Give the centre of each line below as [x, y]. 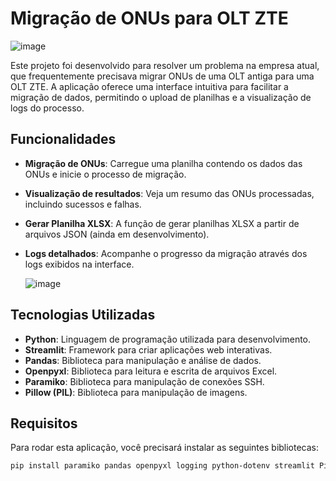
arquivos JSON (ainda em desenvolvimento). [117, 234]
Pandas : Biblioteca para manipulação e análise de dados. [143, 360]
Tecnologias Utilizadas [83, 315]
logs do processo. [47, 108]
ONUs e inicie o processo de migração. [105, 174]
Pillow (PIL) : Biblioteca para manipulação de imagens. [136, 392]
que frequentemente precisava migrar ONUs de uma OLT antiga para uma [162, 76]
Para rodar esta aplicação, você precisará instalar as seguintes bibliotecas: [165, 448]
